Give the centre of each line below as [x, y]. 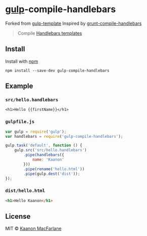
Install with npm [22, 61]
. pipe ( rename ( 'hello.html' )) [54, 169]
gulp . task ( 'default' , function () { [44, 145]
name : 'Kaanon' [48, 160]
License [18, 217]
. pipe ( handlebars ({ [44, 155]
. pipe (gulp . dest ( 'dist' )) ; [52, 174]
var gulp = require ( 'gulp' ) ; [36, 132]
